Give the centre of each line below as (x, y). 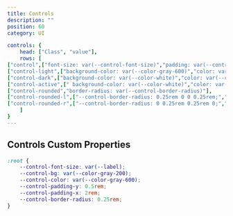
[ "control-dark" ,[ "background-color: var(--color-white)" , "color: (105, 78)
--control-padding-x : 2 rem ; (60, 193)
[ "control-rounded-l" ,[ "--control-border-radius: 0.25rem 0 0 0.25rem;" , (116, 97)
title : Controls (31, 14)
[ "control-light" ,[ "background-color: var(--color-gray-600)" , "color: (111, 71)
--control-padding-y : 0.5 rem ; (63, 187)
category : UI (26, 33)
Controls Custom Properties (69, 145)
